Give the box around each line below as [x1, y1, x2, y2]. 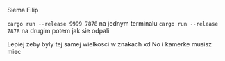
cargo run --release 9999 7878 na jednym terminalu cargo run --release [7, 19, 219, 27]
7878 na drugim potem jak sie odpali [7, 27, 110, 35]
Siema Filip [7, 6, 39, 14]
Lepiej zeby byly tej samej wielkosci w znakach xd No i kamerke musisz [7, 40, 212, 48]
